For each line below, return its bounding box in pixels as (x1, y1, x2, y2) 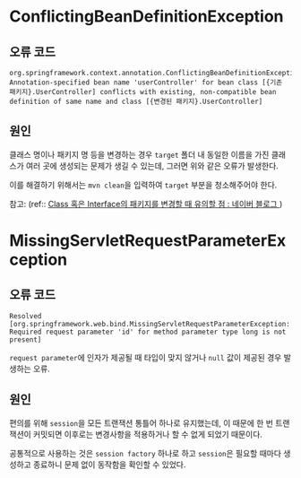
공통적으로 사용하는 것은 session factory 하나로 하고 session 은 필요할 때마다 (9, 448, 282, 458)
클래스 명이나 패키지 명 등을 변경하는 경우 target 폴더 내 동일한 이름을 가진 (9, 149, 270, 160)
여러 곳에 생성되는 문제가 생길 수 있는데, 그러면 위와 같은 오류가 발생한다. (25, 160, 279, 171)
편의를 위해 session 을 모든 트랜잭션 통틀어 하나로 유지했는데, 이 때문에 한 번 (9, 417, 273, 428)
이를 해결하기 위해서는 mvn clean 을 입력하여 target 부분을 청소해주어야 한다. (9, 179, 278, 190)
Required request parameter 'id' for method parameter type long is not (9, 327, 287, 336)
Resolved (9, 311, 42, 320)
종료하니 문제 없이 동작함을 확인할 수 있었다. (32, 459, 186, 470)
